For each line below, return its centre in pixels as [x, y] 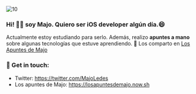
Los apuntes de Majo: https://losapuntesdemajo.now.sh [82, 84]
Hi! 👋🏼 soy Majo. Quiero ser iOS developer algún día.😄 [86, 24]
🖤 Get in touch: [28, 65]
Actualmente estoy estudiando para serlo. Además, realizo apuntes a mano [98, 37]
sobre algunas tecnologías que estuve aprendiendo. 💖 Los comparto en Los [98, 44]
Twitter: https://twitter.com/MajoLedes [61, 78]
